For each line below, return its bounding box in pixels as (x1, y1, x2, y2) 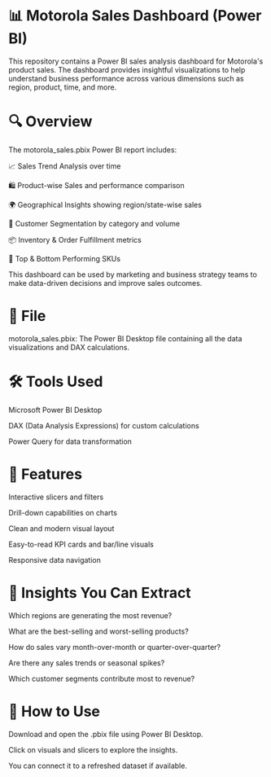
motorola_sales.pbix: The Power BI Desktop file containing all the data (8, 333, 243, 343)
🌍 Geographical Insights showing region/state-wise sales (8, 200, 202, 209)
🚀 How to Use (8, 702, 100, 721)
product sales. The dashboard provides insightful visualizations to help (8, 64, 246, 74)
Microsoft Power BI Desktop (8, 405, 103, 415)
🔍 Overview (8, 112, 93, 131)
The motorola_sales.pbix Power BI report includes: (8, 144, 177, 155)
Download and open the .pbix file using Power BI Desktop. (8, 729, 203, 739)
